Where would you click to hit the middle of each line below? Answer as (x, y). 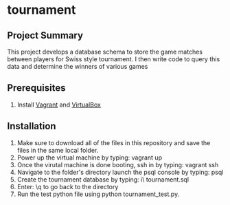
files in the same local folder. (58, 150)
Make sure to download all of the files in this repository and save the (114, 142)
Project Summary (45, 35)
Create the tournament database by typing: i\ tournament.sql (103, 179)
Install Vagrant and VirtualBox (59, 105)
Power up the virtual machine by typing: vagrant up (90, 158)
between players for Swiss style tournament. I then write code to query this (114, 59)
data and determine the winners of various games (78, 66)
